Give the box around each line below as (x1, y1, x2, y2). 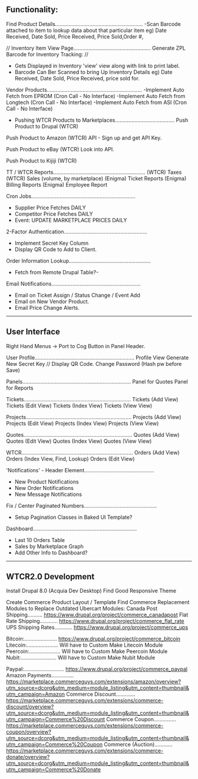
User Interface (6, 327, 61, 337)
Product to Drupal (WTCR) (14, 122, 78, 129)
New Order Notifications (14, 484, 74, 491)
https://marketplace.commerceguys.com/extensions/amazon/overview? (6, 678, 181, 685)
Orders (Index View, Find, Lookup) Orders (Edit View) (6, 455, 135, 462)
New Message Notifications (14, 491, 82, 498)
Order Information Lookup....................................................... (6, 257, 151, 264)
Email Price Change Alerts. (14, 304, 80, 311)
